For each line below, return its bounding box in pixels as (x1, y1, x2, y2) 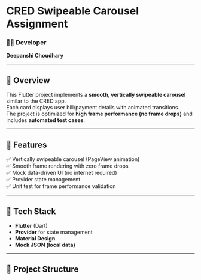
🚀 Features (6, 139, 47, 150)
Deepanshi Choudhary (6, 52, 64, 59)
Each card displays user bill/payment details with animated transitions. (6, 104, 180, 111)
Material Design (14, 234, 56, 242)
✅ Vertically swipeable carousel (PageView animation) (6, 156, 140, 163)
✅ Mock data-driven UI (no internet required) (6, 169, 118, 177)
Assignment (6, 17, 68, 31)
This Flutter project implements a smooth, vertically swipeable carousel (6, 91, 186, 99)
